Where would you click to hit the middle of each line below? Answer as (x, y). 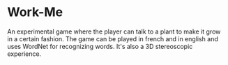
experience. (24, 54)
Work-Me (35, 12)
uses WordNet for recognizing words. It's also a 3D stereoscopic (100, 46)
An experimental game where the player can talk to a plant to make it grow (114, 31)
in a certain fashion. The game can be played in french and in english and (113, 38)
